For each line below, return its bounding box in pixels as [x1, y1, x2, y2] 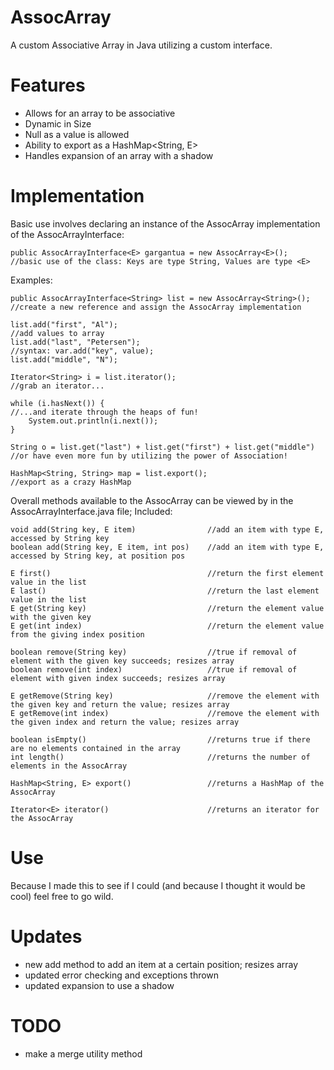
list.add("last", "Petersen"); [10, 337, 141, 347]
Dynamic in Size [24, 117, 92, 130]
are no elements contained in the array [10, 743, 182, 753]
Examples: [10, 274, 53, 286]
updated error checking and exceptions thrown [24, 969, 220, 981]
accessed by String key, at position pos [10, 551, 186, 561]
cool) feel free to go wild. [10, 890, 114, 902]
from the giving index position [10, 629, 145, 640]
